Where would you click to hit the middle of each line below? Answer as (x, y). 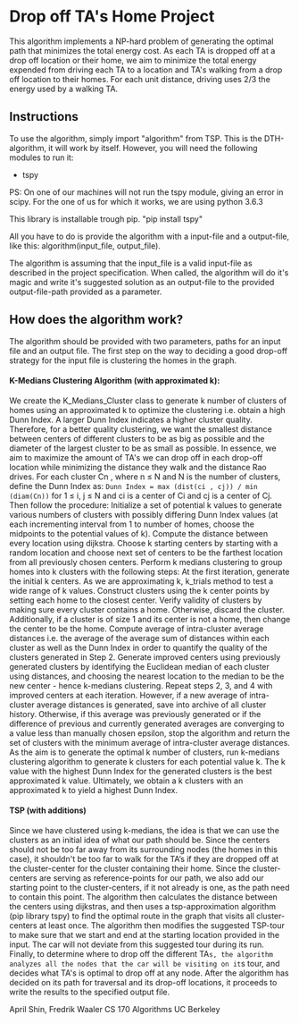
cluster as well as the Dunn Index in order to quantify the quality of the (138, 647)
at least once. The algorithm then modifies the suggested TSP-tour (162, 925)
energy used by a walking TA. (64, 89)
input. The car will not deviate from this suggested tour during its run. (137, 944)
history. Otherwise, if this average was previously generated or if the (135, 714)
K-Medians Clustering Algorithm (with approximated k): (115, 381)
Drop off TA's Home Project (112, 17)
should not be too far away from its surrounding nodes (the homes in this (144, 849)
